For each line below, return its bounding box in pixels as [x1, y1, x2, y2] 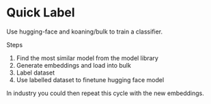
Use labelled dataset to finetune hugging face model [16, 75, 165, 83]
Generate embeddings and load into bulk [16, 61, 131, 69]
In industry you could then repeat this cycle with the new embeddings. [6, 89, 204, 97]
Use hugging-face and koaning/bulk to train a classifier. [6, 27, 163, 36]
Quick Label [6, 5, 76, 21]
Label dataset [16, 68, 55, 77]
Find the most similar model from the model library [16, 53, 158, 62]
